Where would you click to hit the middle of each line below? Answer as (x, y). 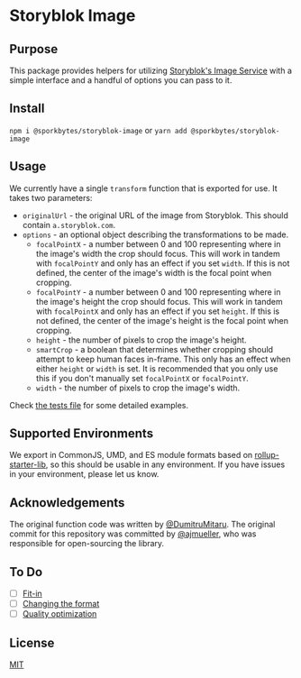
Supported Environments (82, 434)
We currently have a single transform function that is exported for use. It (143, 188)
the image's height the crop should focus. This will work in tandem (159, 301)
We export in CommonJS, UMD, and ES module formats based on (131, 455)
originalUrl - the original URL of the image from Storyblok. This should (155, 215)
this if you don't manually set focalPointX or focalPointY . (142, 378)
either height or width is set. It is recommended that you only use (157, 368)
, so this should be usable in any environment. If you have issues (165, 464)
